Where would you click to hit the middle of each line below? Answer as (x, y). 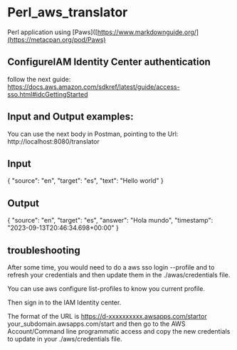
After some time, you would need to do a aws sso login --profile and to (111, 267)
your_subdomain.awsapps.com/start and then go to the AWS (96, 324)
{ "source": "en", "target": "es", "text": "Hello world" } (85, 181)
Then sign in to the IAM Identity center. (64, 302)
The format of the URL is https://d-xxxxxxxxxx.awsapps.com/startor (107, 316)
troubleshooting (44, 250)
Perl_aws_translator (68, 12)
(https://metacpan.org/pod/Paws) (57, 39)
